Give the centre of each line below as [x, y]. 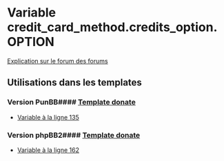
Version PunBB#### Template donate [71, 103]
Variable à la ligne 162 [48, 150]
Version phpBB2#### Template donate [74, 135]
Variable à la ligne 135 [48, 117]
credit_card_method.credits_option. [112, 27]
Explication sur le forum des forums [58, 61]
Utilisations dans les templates [75, 83]
